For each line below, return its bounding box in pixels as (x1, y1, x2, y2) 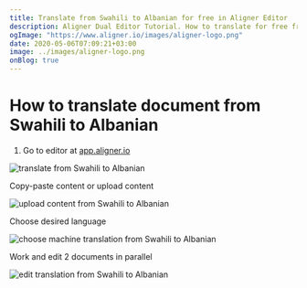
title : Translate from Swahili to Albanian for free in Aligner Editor (9, 13, 288, 23)
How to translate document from (9, 95, 261, 116)
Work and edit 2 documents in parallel (9, 251, 153, 261)
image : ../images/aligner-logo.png (9, 48, 145, 57)
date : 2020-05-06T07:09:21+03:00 (9, 38, 137, 48)
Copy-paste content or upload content (9, 180, 154, 191)
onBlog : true (9, 56, 59, 65)
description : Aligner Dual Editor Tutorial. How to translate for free (9, 22, 288, 31)
